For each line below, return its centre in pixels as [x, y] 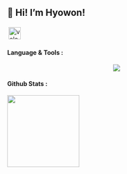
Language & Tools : [35, 53]
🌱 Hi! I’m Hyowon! [46, 13]
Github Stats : [27, 83]
